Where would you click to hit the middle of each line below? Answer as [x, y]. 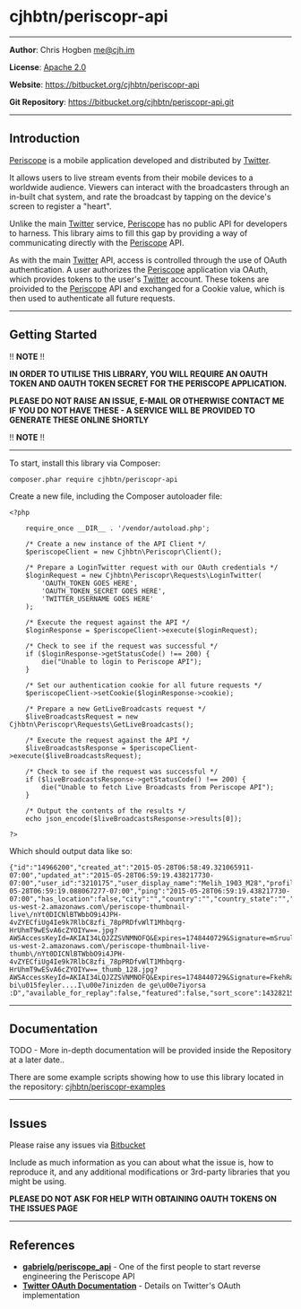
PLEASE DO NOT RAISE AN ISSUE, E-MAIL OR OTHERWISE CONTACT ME [147, 400]
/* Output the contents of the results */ [106, 811]
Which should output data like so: [71, 851]
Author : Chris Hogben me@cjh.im [72, 49]
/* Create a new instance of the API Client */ [116, 544]
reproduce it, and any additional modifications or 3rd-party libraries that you [150, 1172]
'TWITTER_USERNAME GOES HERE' [98, 598]
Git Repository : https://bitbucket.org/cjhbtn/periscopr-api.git [122, 101]
